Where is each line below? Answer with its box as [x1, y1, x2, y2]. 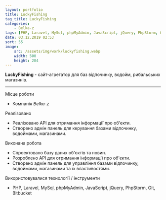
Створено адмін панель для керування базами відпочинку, [12, 125, 137, 132]
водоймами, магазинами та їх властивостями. [12, 166, 110, 172]
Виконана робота [5, 140, 42, 146]
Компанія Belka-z [12, 101, 49, 107]
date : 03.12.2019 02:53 [5, 35, 54, 40]
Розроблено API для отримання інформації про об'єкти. [12, 155, 130, 161]
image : [5, 44, 19, 49]
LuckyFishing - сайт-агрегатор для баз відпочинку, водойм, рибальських [5, 71, 161, 77]
